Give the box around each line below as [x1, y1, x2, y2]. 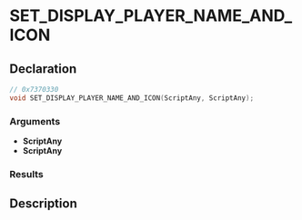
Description [9, 196, 77, 212]
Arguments [9, 115, 61, 127]
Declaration [9, 61, 77, 76]
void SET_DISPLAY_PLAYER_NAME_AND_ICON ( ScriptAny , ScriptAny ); [9, 93, 255, 103]
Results [9, 167, 44, 180]
